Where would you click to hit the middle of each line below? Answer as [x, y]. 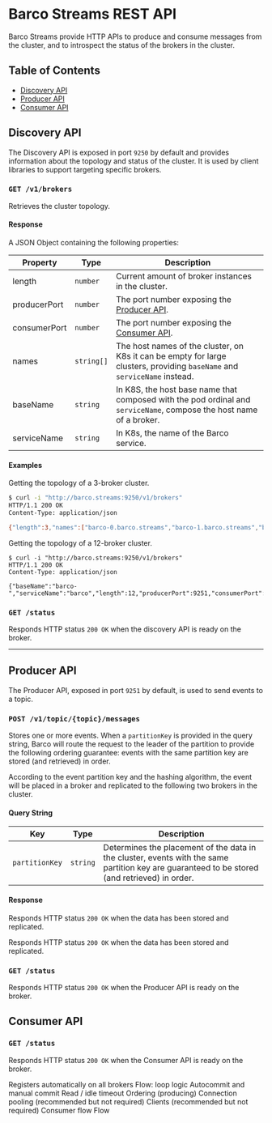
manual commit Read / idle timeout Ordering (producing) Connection [123, 1093]
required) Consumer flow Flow [59, 1110]
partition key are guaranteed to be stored [181, 868]
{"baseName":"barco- [43, 586]
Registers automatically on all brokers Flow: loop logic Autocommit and [127, 1084]
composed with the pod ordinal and [183, 400]
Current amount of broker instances [184, 276]
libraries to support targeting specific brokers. [85, 169]
